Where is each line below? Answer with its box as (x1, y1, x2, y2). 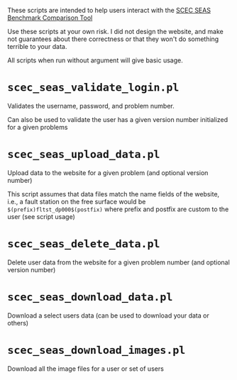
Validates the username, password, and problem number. (7, 101, 175, 110)
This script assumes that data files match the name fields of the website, (7, 189, 220, 198)
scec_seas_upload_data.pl (7, 148, 160, 162)
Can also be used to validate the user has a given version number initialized (7, 115, 228, 123)
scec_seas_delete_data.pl (7, 238, 160, 251)
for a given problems (7, 123, 68, 131)
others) (7, 318, 29, 327)
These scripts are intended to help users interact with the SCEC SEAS (7, 6, 211, 14)
